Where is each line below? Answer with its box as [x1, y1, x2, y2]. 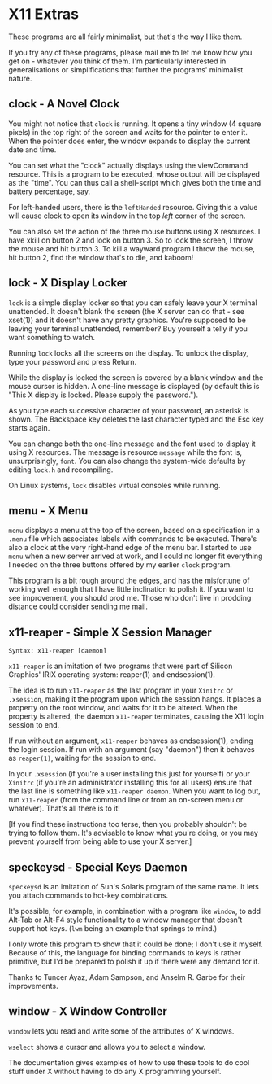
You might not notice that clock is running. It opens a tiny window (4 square [8, 119, 261, 129]
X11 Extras [8, 5, 80, 24]
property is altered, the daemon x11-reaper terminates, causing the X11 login [8, 711, 264, 721]
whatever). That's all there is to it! [8, 803, 120, 814]
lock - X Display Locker [8, 276, 128, 290]
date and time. [8, 144, 57, 155]
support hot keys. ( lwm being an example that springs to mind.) [8, 924, 218, 933]
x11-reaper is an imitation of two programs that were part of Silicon [8, 661, 233, 671]
